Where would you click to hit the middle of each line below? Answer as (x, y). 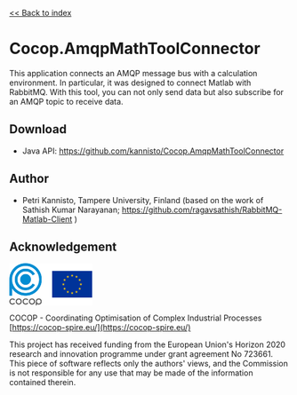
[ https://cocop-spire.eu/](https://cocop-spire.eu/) (100, 328)
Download (38, 129)
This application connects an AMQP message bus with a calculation (133, 73)
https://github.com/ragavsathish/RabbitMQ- (202, 209)
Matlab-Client (47, 219)
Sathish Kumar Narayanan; (71, 209)
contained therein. (43, 383)
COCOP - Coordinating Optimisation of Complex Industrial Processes (136, 318)
